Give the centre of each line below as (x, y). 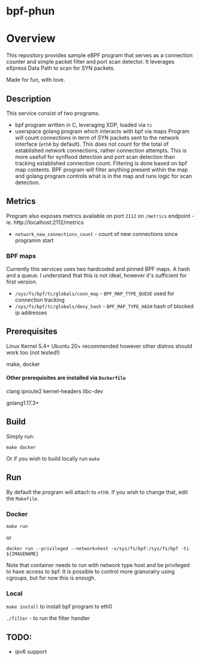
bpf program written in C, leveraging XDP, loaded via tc (83, 125)
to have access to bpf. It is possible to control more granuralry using (91, 571)
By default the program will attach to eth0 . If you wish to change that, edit (97, 492)
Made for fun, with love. (36, 80)
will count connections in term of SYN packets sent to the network (97, 137)
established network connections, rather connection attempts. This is (101, 150)
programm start (34, 240)
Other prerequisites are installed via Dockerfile (66, 378)
